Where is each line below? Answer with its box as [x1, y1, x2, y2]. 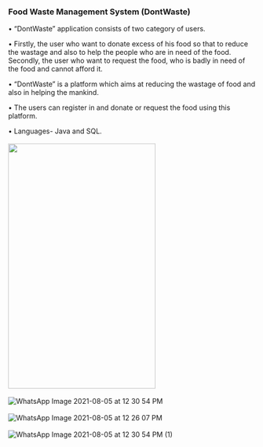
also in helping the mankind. [8, 88, 100, 97]
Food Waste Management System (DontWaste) [8, 6, 191, 17]
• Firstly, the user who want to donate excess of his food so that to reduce [8, 39, 249, 49]
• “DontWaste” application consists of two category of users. [8, 24, 206, 34]
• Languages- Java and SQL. [8, 126, 102, 136]
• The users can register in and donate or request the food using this [8, 103, 231, 112]
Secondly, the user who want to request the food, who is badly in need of [8, 56, 246, 65]
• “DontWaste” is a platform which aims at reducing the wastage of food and [8, 79, 256, 89]
